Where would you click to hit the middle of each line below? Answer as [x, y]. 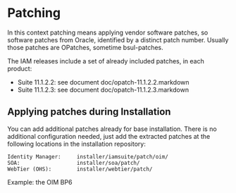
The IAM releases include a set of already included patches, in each [106, 61]
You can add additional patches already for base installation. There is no [112, 129]
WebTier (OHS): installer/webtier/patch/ [80, 169]
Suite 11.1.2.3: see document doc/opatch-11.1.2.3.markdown [103, 89]
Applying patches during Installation [89, 112]
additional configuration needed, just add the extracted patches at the [109, 136]
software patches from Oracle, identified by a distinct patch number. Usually [118, 39]
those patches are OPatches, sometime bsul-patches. [85, 47]
